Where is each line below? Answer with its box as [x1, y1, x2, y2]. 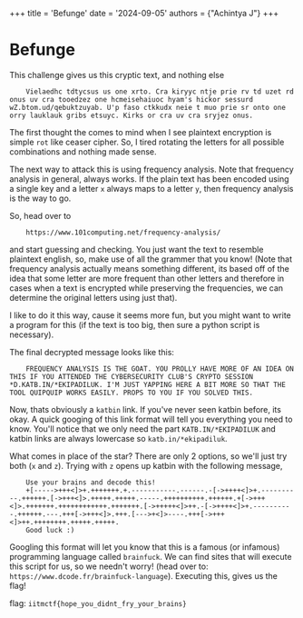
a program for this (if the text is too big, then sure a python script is [9, 319, 260, 330]
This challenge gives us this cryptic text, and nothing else [9, 69, 225, 80]
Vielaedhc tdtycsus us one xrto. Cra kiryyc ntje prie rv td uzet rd [25, 86, 295, 96]
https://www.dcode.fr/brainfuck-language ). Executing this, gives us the [9, 570, 279, 581]
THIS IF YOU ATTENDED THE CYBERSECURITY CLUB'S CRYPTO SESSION [9, 372, 254, 381]
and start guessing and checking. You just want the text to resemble [9, 244, 264, 254]
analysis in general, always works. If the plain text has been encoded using [9, 173, 289, 184]
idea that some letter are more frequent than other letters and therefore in [9, 273, 285, 284]
